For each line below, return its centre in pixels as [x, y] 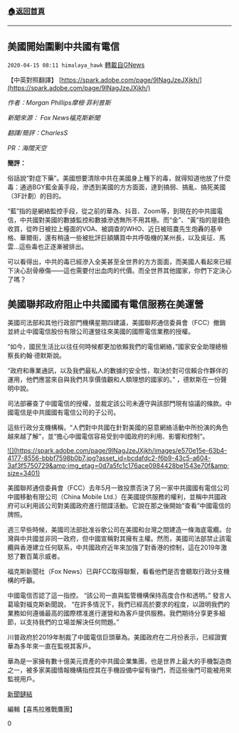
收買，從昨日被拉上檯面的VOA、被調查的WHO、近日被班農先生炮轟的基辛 [115, 229]
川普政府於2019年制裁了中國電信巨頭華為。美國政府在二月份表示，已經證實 [117, 637]
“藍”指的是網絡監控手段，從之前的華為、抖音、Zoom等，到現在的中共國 [112, 211]
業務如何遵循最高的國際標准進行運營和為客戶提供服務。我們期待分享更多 [113, 613]
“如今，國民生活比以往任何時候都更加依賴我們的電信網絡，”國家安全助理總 [115, 346]
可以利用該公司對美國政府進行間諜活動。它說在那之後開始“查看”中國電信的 [122, 505]
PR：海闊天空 [27, 148]
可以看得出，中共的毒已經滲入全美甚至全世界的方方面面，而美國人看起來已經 [119, 262]
